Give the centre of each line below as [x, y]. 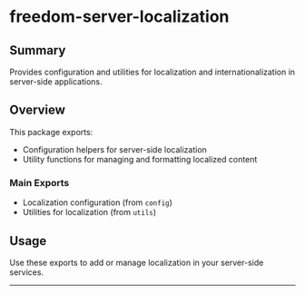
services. [26, 272]
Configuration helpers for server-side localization [114, 149]
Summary [38, 50]
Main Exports [39, 182]
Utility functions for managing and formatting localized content [140, 159]
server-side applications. [56, 82]
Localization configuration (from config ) [97, 202]
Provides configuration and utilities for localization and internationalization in [152, 72]
